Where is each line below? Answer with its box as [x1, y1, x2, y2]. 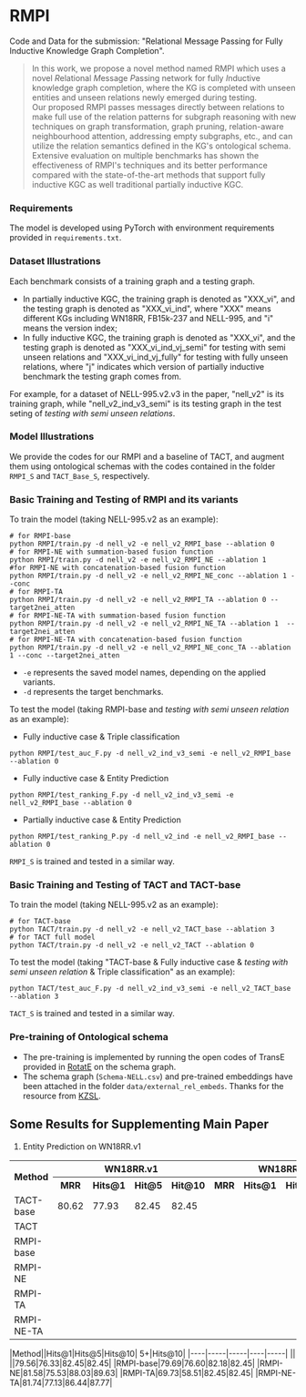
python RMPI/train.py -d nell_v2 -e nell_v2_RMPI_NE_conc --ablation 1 [9, 571, 287, 581]
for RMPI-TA [17, 587, 64, 597]
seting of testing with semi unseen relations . [9, 407, 176, 419]
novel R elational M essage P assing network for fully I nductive [31, 72, 261, 83]
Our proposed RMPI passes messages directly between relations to [31, 101, 285, 112]
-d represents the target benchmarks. [22, 687, 164, 698]
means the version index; [22, 322, 118, 333]
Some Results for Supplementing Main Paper [9, 1117, 270, 1132]
